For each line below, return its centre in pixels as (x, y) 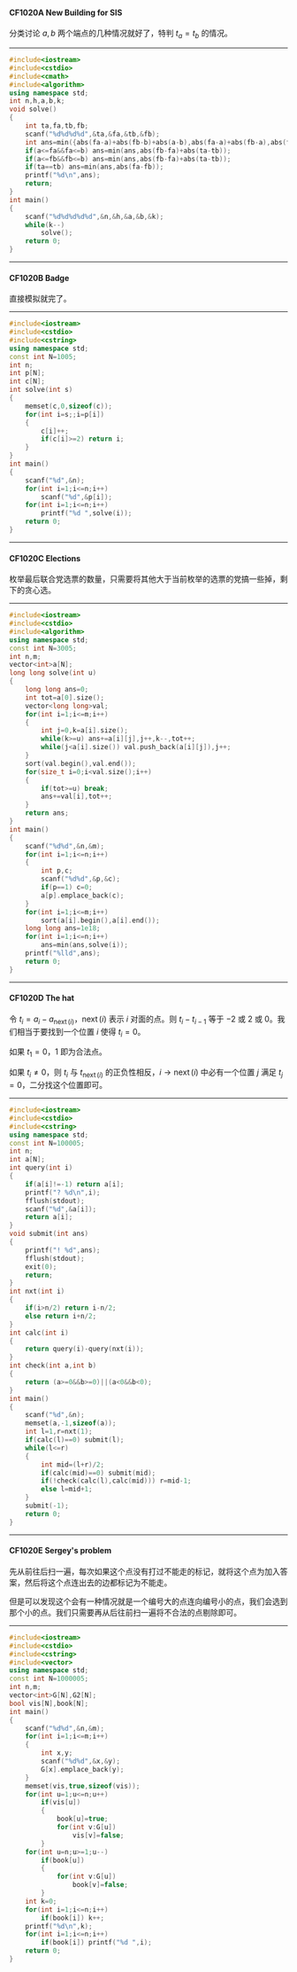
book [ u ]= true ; (82, 1819)
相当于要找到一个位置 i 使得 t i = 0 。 (81, 1033)
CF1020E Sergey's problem (61, 1551)
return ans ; (47, 813)
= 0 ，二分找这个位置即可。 (58, 1085)
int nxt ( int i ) (37, 1291)
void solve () (33, 110)
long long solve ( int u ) (53, 673)
